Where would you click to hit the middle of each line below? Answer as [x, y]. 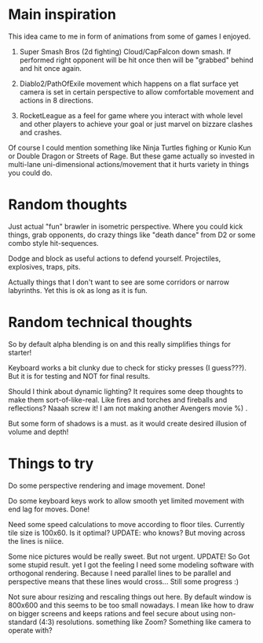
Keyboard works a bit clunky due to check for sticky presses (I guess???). [128, 367]
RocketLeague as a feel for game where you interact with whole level [131, 115]
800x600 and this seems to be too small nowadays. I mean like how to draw [131, 605]
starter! [20, 352]
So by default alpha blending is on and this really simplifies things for [120, 344]
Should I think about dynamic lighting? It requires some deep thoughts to [126, 391]
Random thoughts [68, 204]
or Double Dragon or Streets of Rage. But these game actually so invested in [131, 156]
